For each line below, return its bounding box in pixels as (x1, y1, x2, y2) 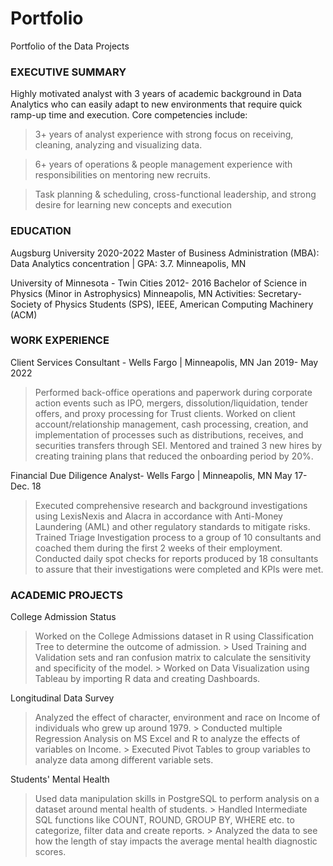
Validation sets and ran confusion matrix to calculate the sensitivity (34, 652, 312, 664)
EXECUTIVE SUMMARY (10, 65, 127, 79)
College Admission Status (10, 611, 117, 623)
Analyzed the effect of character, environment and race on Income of (34, 712, 321, 724)
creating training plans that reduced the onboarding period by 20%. (34, 450, 314, 462)
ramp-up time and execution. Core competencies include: (10, 109, 248, 121)
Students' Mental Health (10, 773, 110, 786)
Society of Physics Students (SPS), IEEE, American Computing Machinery (10, 298, 314, 310)
